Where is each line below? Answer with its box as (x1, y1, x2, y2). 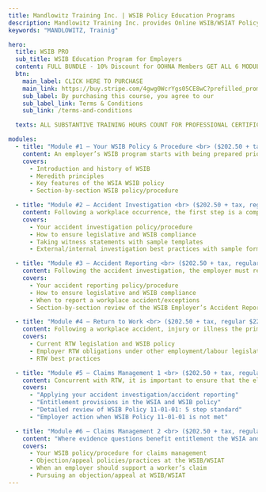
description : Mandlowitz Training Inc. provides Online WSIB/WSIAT (8, 19, 236, 27)
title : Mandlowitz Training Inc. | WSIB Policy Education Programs (8, 11, 236, 20)
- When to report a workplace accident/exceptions (28, 296, 200, 305)
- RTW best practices (28, 354, 101, 362)
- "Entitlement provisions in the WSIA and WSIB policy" (28, 399, 222, 407)
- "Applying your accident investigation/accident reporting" (28, 391, 239, 399)
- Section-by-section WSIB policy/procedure (28, 187, 179, 195)
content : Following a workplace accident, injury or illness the (22, 325, 243, 333)
